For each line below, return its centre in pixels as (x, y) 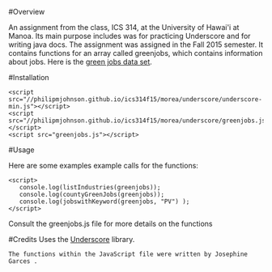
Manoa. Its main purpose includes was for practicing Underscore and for (130, 36)
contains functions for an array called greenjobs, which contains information (136, 53)
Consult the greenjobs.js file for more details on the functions (110, 223)
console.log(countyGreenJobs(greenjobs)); (91, 194)
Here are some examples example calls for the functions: (103, 166)
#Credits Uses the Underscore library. (72, 239)
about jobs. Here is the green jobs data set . (80, 62)
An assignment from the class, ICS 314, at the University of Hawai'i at (124, 27)
